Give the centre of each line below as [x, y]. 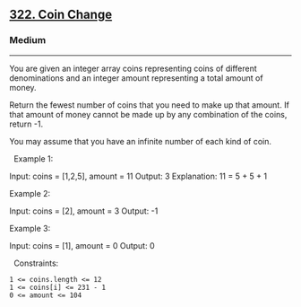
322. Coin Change [61, 15]
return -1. [26, 124]
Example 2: [30, 193]
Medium [28, 40]
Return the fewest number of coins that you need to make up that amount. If [149, 105]
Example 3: [30, 228]
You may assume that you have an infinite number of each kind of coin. [140, 141]
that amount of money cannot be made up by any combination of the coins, [148, 114]
